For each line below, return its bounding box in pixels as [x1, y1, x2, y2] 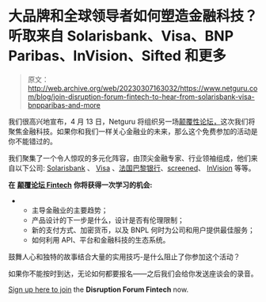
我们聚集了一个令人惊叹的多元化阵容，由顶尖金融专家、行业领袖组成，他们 [8, 153, 251, 162]
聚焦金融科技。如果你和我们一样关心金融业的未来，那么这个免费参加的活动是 [8, 126, 258, 136]
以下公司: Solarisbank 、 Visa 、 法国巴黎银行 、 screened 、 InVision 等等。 [14, 163, 256, 173]
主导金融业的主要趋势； [31, 205, 108, 215]
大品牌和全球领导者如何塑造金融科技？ [8, 7, 259, 25]
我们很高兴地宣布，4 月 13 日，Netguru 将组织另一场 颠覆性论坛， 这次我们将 [8, 117, 256, 126]
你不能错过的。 [8, 136, 57, 146]
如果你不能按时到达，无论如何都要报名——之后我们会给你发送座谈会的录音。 [8, 269, 258, 278]
